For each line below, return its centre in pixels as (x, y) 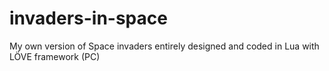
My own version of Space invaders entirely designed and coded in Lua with (164, 46)
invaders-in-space (88, 18)
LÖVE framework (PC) (55, 56)
